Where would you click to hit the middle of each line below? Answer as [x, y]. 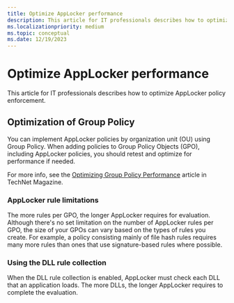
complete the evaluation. [43, 293]
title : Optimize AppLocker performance [65, 14]
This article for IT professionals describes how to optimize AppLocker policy [117, 93]
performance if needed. [41, 161]
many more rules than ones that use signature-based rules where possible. [115, 245]
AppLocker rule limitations [53, 200]
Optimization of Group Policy [71, 122]
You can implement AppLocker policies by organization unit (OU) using [109, 139]
